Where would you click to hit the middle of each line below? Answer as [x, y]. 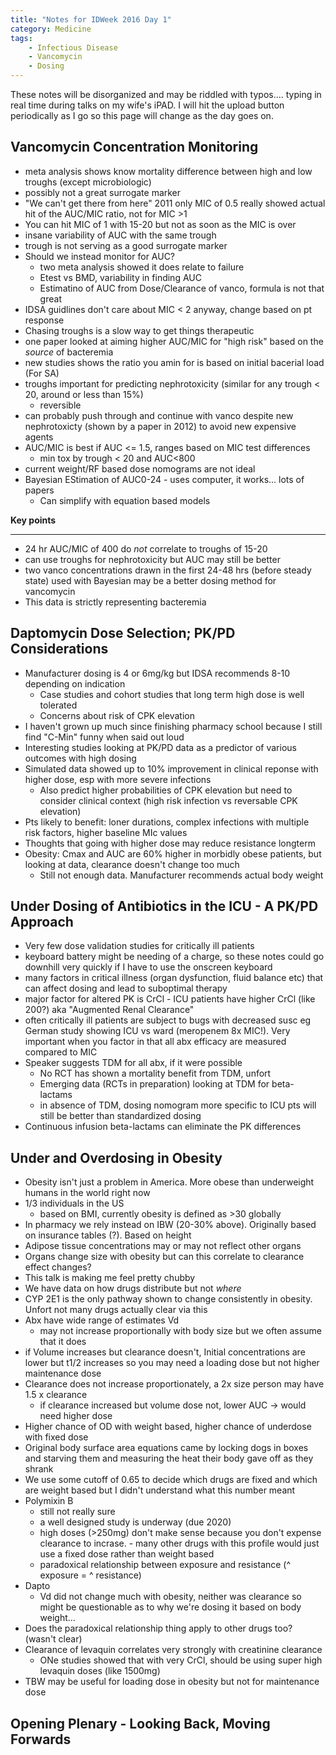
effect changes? [58, 1267]
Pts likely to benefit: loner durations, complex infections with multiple [167, 822]
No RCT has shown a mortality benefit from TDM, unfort [155, 1073]
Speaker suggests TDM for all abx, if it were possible [133, 1063]
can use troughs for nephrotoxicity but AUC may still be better [152, 559]
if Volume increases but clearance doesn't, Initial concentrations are [165, 1352]
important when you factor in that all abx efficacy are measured [155, 1042]
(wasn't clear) [53, 1639]
